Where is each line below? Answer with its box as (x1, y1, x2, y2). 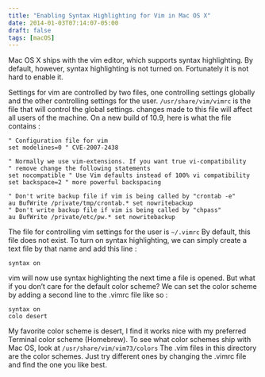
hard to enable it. (8, 72, 63, 82)
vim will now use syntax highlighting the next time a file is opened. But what (8, 273, 255, 283)
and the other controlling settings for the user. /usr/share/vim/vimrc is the (8, 96, 252, 106)
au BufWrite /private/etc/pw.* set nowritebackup (8, 214, 176, 221)
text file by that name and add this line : (8, 244, 137, 254)
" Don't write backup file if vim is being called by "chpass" (8, 206, 222, 214)
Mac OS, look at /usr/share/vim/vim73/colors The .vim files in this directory (8, 343, 257, 353)
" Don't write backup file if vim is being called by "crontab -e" (8, 192, 236, 201)
